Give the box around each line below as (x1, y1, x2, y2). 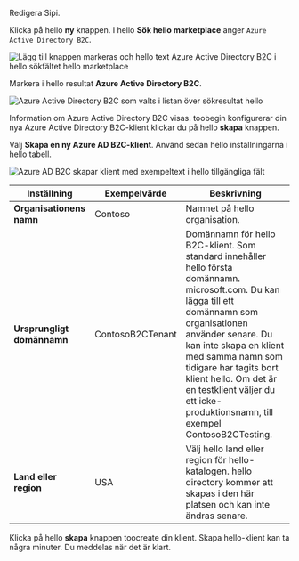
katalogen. (185, 465, 230, 477)
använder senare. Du (185, 329, 273, 340)
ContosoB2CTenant (94, 329, 178, 340)
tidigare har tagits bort (185, 362, 279, 373)
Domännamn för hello (185, 228, 276, 240)
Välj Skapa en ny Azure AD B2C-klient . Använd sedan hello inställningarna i (9, 140, 288, 150)
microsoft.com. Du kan (185, 284, 280, 296)
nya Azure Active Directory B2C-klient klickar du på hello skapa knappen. (9, 122, 280, 133)
